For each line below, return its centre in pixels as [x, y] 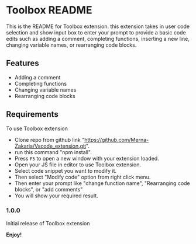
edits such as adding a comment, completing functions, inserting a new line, [98, 39]
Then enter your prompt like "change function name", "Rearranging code [102, 183]
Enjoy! [14, 235]
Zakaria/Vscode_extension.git [50, 146]
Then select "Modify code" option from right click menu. [82, 177]
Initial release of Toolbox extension [48, 223]
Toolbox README [49, 10]
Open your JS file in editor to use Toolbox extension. [78, 165]
